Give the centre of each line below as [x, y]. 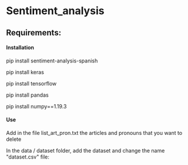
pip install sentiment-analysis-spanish [52, 61]
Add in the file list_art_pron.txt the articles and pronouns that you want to [94, 133]
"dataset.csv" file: [28, 157]
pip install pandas [27, 95]
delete [14, 139]
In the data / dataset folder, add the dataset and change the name [85, 150]
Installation [20, 48]
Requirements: [34, 33]
